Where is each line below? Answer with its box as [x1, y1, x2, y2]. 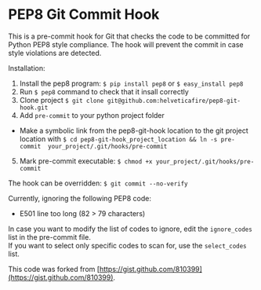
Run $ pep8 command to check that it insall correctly [19, 86, 190, 96]
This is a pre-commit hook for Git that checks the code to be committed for [8, 31, 251, 41]
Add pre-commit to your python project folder [19, 110, 165, 119]
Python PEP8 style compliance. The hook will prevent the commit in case [8, 39, 244, 49]
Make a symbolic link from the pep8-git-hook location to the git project [19, 126, 248, 135]
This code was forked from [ [8, 264, 100, 273]
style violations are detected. [8, 48, 102, 57]
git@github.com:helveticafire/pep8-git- [107, 97, 241, 105]
